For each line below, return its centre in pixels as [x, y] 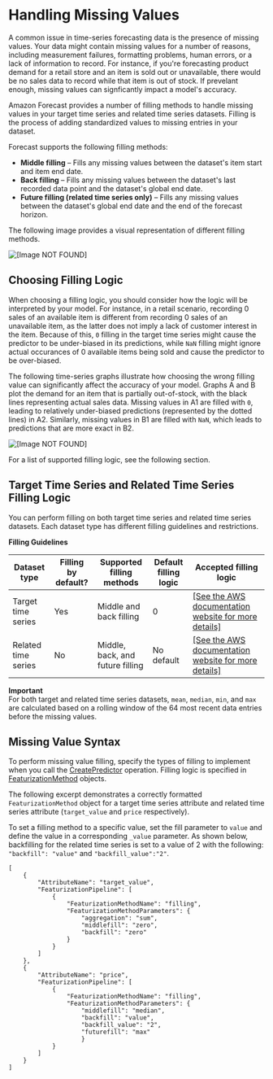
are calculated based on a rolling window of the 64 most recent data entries [135, 708]
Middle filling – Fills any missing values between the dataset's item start [141, 162]
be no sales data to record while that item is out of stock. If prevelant [123, 81]
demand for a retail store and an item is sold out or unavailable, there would [135, 72]
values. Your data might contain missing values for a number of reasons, [130, 46]
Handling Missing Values [94, 15]
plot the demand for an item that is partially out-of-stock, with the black [128, 393]
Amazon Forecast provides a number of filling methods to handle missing [131, 105]
